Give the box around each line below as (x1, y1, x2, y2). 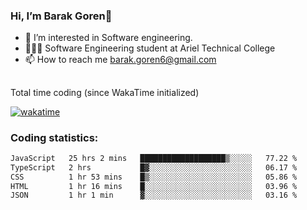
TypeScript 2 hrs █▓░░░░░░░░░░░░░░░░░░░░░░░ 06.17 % (10, 162, 298, 173)
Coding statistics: (10, 130, 99, 144)
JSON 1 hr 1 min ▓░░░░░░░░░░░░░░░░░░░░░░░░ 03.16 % (10, 190, 298, 201)
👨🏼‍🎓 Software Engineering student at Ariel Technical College (24, 42, 276, 54)
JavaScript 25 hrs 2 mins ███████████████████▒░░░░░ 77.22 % (10, 153, 298, 163)
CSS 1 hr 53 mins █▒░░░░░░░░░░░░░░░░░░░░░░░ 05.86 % (10, 172, 298, 182)
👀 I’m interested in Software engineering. (24, 32, 193, 44)
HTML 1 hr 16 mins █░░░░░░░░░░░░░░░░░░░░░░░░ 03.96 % (10, 181, 298, 191)
